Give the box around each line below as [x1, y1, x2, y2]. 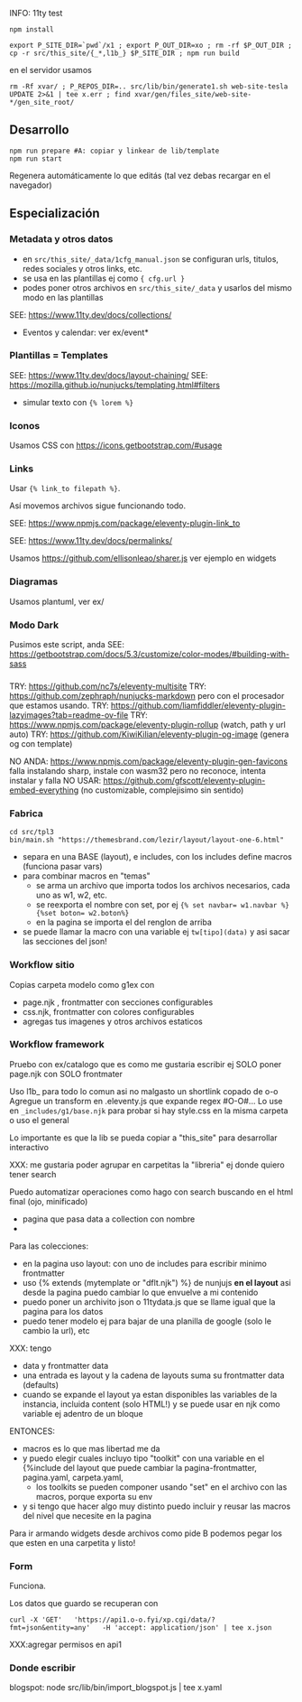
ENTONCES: [9, 1426, 56, 1437]
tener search [9, 1168, 57, 1179]
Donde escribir [9, 1661, 77, 1674]
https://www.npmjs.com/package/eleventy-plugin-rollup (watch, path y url [9, 719, 286, 730]
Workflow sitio [9, 959, 75, 972]
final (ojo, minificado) [9, 1195, 88, 1206]
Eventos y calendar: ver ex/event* [22, 327, 149, 338]
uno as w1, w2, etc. [35, 889, 108, 901]
